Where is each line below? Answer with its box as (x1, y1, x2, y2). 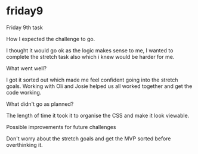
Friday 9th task (6, 24, 43, 31)
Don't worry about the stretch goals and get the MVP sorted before (6, 135, 171, 142)
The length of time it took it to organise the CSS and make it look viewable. (6, 112, 190, 119)
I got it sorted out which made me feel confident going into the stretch (6, 76, 178, 83)
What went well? (6, 64, 47, 72)
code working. (6, 89, 42, 96)
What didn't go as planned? (6, 100, 74, 108)
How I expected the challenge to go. (6, 35, 95, 42)
